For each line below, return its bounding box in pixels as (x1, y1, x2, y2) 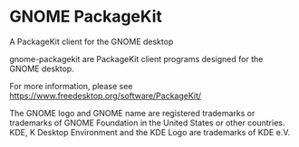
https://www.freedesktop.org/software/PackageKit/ (9, 90, 202, 101)
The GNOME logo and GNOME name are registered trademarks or (9, 107, 256, 118)
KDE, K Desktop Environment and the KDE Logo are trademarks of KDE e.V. (9, 126, 291, 137)
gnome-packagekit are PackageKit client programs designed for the (9, 53, 264, 64)
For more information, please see (9, 80, 133, 91)
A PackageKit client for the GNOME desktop (9, 36, 174, 47)
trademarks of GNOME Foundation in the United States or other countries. (9, 117, 285, 128)
